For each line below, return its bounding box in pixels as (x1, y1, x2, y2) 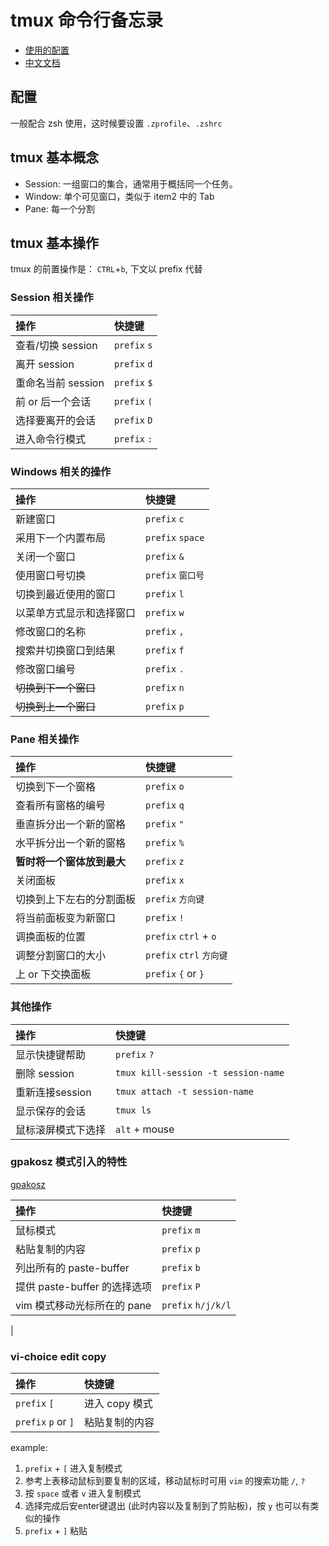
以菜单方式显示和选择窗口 (15, 606, 137, 620)
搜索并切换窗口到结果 (15, 643, 117, 657)
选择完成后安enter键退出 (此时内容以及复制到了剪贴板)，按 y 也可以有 (24, 1500, 311, 1512)
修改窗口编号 (15, 662, 77, 676)
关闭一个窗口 (15, 549, 77, 563)
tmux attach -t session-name (115, 1086, 254, 1097)
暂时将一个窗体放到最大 (15, 855, 127, 869)
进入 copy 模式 (84, 1397, 153, 1411)
